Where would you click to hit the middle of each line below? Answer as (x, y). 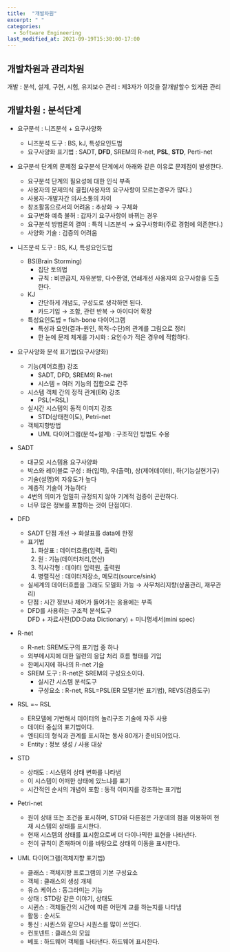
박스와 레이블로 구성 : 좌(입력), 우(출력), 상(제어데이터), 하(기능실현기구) (123, 470)
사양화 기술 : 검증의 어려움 (62, 232)
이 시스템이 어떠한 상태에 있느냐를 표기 (79, 780)
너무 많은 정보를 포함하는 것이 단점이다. (80, 505)
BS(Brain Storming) (55, 261)
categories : (24, 26)
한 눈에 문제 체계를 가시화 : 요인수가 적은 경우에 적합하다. (114, 337)
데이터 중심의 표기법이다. (61, 727)
